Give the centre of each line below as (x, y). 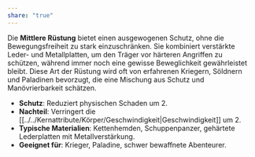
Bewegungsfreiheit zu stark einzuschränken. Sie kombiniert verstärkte (121, 46)
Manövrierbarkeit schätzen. (52, 88)
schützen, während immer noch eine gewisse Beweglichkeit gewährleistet (127, 63)
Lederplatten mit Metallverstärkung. (77, 136)
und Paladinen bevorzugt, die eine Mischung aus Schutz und (106, 79)
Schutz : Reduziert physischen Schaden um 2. (93, 103)
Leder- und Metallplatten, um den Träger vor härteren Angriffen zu (115, 54)
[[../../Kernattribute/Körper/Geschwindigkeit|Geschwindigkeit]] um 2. (130, 119)
